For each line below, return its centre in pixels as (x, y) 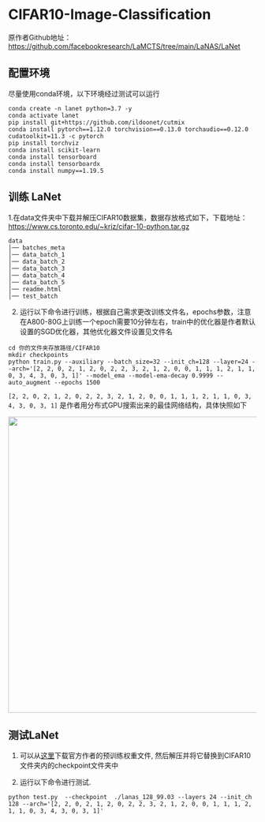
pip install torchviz (44, 143)
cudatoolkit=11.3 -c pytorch (56, 136)
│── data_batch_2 (37, 261)
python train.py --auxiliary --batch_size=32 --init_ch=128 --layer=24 (128, 362)
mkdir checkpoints (38, 355)
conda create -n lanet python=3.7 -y (70, 108)
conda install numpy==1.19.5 (56, 171)
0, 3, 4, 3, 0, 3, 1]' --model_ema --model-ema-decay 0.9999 (111, 375)
